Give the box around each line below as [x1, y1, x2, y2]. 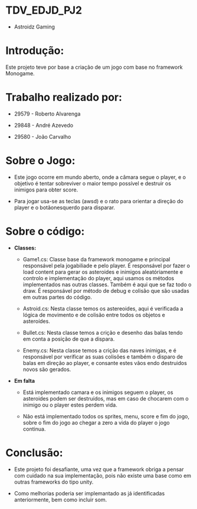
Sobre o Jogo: [5, 154, 75, 167]
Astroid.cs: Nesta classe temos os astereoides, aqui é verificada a [22, 305, 183, 312]
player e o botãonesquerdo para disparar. [14, 204, 116, 211]
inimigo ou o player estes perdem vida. [22, 401, 117, 408]
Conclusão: [5, 446, 63, 459]
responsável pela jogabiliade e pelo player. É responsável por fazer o [22, 262, 190, 269]
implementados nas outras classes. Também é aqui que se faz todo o [22, 281, 192, 288]
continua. [22, 425, 46, 433]
